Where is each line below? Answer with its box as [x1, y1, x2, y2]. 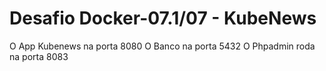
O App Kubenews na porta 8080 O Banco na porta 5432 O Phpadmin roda [9, 40, 316, 52]
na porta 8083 [9, 50, 69, 62]
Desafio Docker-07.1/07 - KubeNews [9, 7, 317, 30]
